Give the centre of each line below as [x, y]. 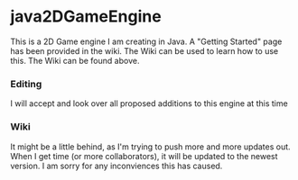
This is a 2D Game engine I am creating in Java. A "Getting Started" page [146, 41]
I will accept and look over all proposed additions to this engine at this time [149, 103]
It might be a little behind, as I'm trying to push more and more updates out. [151, 147]
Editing [26, 84]
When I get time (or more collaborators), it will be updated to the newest [144, 156]
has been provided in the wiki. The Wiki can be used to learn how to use [144, 50]
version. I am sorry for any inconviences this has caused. [116, 166]
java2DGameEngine [86, 17]
